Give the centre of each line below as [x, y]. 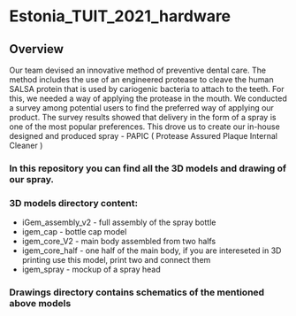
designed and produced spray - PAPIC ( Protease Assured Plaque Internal [144, 136]
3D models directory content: [74, 203]
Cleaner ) [26, 145]
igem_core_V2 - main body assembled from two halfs [119, 242]
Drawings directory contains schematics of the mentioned [137, 292]
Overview [37, 49]
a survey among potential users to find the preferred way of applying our [141, 108]
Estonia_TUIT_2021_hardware [120, 16]
